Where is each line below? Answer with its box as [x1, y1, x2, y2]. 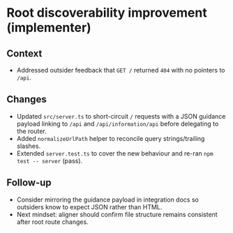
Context [6, 47, 43, 59]
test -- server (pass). [16, 156, 83, 165]
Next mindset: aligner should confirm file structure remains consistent [16, 210, 218, 218]
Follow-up [6, 176, 52, 189]
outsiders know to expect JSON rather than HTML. [16, 202, 163, 211]
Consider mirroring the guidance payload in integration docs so [16, 195, 200, 204]
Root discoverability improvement [6, 5, 207, 21]
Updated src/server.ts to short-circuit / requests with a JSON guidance [16, 112, 226, 120]
